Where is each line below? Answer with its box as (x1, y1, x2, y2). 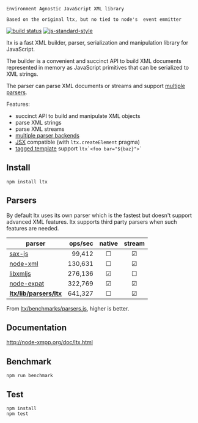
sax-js (9, 249, 29, 258)
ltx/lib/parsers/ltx (9, 289, 62, 298)
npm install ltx (6, 178, 48, 185)
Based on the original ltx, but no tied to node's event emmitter (6, 17, 182, 23)
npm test (6, 411, 29, 417)
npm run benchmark (6, 373, 53, 379)
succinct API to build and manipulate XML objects (15, 112, 141, 119)
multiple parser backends (15, 132, 79, 139)
